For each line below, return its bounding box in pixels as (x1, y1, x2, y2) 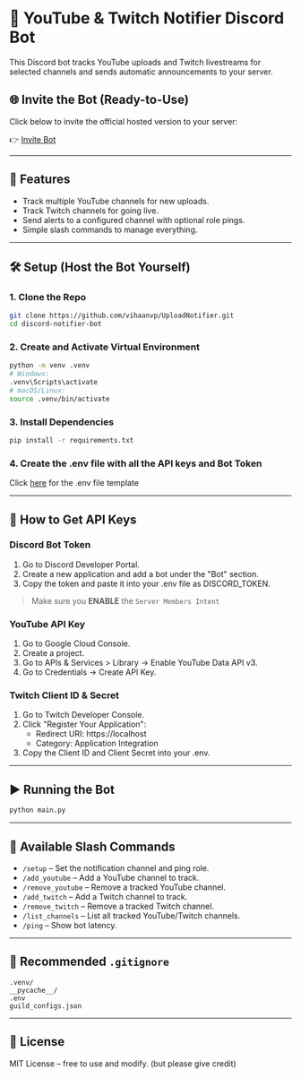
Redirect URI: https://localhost (35, 729, 147, 739)
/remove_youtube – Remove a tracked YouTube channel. (21, 882, 227, 893)
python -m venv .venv (9, 361, 90, 370)
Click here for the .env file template (9, 478, 139, 488)
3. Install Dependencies (9, 416, 115, 428)
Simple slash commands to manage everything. (21, 224, 198, 235)
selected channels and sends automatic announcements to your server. (9, 66, 273, 77)
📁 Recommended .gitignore (9, 954, 170, 970)
